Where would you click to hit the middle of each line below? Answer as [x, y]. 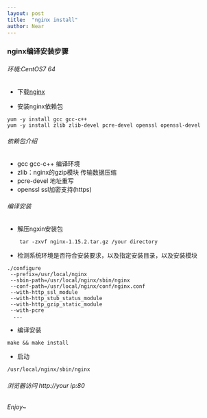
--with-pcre [27, 310]
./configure [24, 268]
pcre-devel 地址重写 [45, 181]
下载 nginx [31, 91]
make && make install [38, 343]
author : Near [26, 26]
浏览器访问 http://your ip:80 [46, 385]
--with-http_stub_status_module [56, 298]
